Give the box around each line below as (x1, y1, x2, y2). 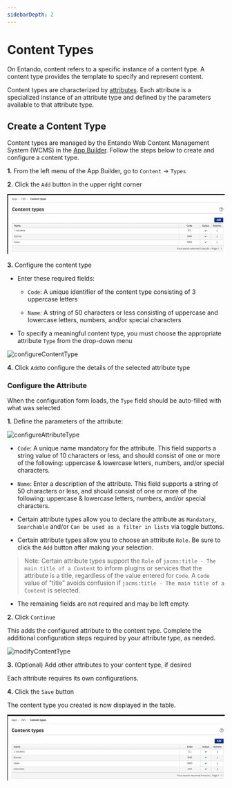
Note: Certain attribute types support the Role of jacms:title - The (23, 557, 216, 565)
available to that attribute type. (7, 100, 95, 109)
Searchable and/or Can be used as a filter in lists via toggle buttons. (17, 523, 224, 531)
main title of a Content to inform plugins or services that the (23, 564, 202, 572)
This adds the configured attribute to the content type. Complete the (7, 627, 202, 635)
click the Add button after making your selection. (17, 543, 154, 552)
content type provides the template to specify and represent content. (7, 72, 204, 80)
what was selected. (7, 404, 63, 412)
